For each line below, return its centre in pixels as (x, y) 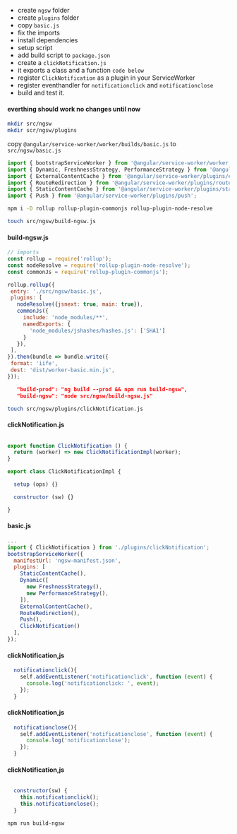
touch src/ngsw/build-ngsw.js (52, 222)
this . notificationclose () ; (60, 804)
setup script (35, 48)
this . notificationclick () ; (60, 797)
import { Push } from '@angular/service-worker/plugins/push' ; (102, 196)
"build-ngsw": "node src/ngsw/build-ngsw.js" (85, 396)
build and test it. (41, 93)
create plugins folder (48, 18)
